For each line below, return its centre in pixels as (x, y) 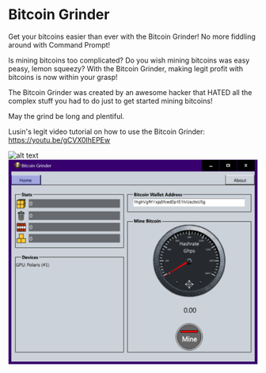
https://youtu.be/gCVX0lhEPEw (59, 139)
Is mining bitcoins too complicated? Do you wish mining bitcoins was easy (129, 60)
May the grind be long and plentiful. (66, 116)
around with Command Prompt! (59, 44)
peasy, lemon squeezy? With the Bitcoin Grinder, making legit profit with (126, 68)
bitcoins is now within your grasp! (63, 77)
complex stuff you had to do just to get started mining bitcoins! (110, 101)
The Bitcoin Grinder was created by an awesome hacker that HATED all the (130, 92)
